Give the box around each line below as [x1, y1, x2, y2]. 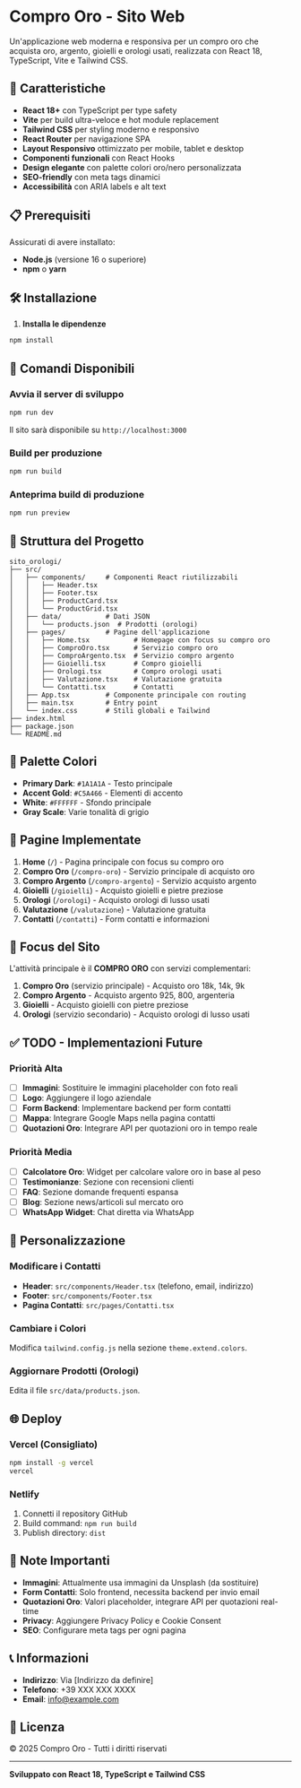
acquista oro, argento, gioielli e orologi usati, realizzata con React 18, [9, 45, 262, 56]
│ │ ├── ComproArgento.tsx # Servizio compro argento [9, 651, 235, 660]
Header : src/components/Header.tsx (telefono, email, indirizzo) [21, 1280, 254, 1291]
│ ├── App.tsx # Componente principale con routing [9, 690, 246, 699]
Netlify [9, 1488, 40, 1500]
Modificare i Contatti [9, 1260, 101, 1272]
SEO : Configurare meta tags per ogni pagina [21, 1625, 186, 1636]
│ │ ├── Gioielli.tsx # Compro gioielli [9, 659, 202, 668]
